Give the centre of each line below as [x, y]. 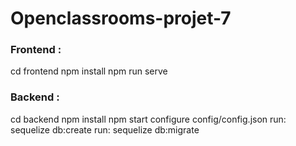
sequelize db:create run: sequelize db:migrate [105, 129]
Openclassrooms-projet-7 [121, 18]
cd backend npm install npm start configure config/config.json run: [148, 119]
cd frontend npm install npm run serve [89, 71]
